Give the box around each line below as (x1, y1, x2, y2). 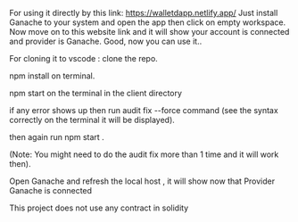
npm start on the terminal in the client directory (9, 88, 183, 98)
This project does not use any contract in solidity (9, 202, 189, 213)
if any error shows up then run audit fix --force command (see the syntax (9, 105, 278, 115)
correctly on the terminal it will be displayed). (9, 115, 176, 125)
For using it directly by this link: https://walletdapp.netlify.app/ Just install (9, 8, 278, 18)
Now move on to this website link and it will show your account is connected (9, 27, 290, 37)
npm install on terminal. (9, 70, 95, 81)
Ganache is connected (9, 185, 92, 195)
